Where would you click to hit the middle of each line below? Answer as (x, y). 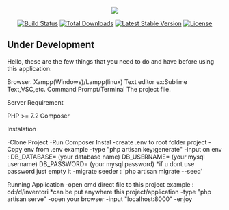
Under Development (51, 45)
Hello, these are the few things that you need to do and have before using (111, 61)
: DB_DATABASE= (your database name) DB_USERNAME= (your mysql (106, 157)
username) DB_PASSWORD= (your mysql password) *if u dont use (101, 163)
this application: (30, 68)
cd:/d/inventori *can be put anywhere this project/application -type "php (109, 192)
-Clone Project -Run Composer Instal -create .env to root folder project (107, 142)
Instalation (22, 129)
